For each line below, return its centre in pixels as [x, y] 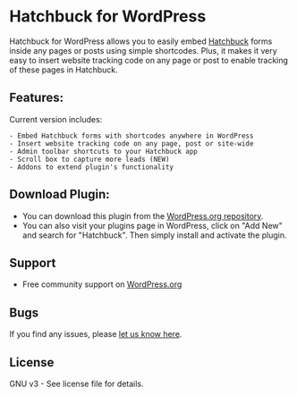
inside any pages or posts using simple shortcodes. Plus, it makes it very [143, 50]
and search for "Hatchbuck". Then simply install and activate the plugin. [155, 235]
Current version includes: [56, 119]
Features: [37, 98]
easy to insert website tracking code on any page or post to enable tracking [149, 60]
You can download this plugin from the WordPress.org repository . [143, 215]
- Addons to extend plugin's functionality [92, 167]
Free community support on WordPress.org [102, 284]
